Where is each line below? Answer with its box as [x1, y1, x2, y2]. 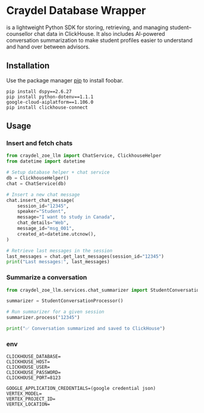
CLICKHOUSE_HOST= [6, 359, 50, 365]
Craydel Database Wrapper [6, 4, 146, 18]
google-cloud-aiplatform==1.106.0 [6, 99, 94, 105]
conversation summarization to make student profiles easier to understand [6, 36, 193, 44]
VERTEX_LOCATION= [6, 401, 50, 408]
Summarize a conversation [6, 274, 87, 282]
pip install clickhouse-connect [6, 104, 88, 110]
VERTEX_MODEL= [6, 391, 42, 397]
